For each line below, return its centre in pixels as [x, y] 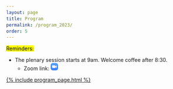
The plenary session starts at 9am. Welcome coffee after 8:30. [91, 60]
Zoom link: [36, 68]
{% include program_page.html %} [49, 80]
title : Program [25, 19]
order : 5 [17, 31]
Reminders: [20, 49]
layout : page [22, 12]
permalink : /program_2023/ [39, 25]
